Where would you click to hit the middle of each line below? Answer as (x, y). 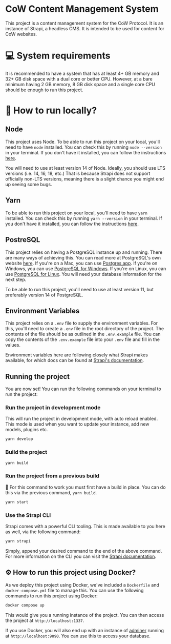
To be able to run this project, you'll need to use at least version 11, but (79, 289)
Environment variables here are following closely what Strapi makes (77, 355)
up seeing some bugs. (29, 184)
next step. (16, 279)
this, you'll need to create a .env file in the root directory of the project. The (85, 329)
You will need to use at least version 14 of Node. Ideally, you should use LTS (85, 168)
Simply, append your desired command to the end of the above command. (84, 551)
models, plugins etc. (27, 430)
